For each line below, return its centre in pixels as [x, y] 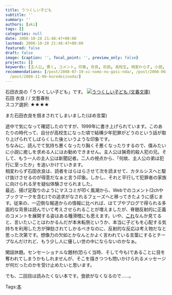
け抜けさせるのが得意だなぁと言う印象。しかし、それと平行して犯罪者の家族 [86, 177]
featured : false [23, 48]
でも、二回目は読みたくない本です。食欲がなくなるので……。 [70, 276]
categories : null [24, 34]
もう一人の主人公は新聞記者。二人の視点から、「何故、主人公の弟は [89, 158]
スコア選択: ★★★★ [27, 104]
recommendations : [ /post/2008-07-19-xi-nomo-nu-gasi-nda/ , [70, 72]
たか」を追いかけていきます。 [54, 165]
